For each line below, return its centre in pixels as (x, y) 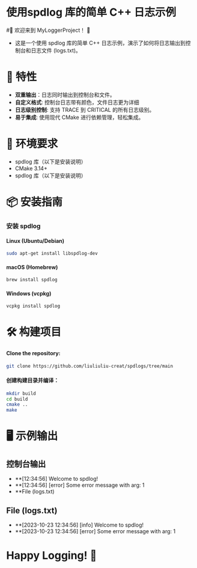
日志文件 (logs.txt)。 (56, 50)
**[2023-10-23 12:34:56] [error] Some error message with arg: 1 (95, 531)
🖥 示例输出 (32, 436)
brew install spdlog (32, 280)
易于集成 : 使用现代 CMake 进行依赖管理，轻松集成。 (79, 117)
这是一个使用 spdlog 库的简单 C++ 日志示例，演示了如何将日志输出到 (100, 43)
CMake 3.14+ (31, 168)
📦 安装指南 (35, 202)
